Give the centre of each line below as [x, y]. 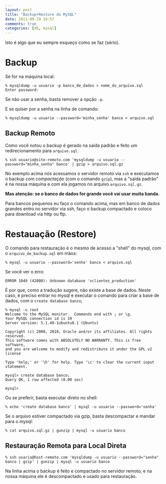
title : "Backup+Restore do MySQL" [41, 14]
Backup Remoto [30, 133]
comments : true [21, 24]
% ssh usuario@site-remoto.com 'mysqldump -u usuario [62, 160]
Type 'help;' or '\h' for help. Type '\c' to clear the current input [80, 362]
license [13, 353]
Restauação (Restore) [51, 234]
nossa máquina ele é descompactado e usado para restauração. [71, 476]
